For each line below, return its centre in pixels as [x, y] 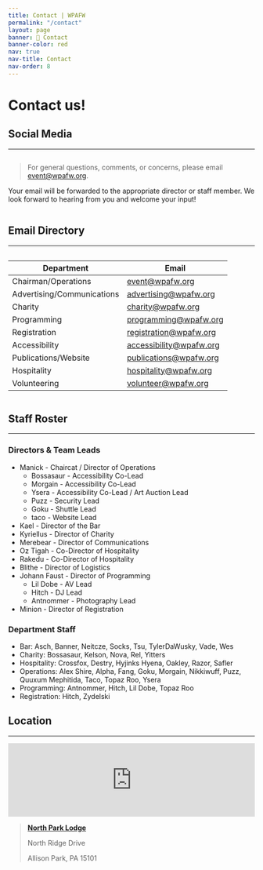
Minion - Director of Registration [71, 609]
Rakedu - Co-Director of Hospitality [77, 559]
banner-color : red [38, 45]
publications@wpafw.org [173, 358]
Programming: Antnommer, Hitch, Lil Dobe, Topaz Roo [106, 688]
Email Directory [47, 231]
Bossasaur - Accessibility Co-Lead [87, 475]
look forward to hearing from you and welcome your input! [102, 199]
